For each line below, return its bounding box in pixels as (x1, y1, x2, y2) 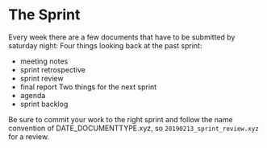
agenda (19, 90, 46, 100)
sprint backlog (19, 99, 69, 109)
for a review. (8, 131, 50, 142)
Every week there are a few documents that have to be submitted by (8, 32, 236, 42)
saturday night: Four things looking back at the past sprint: (8, 40, 202, 50)
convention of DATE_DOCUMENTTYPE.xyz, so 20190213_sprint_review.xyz (8, 123, 260, 133)
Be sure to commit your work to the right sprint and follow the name (8, 114, 233, 124)
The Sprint (8, 6, 81, 24)
